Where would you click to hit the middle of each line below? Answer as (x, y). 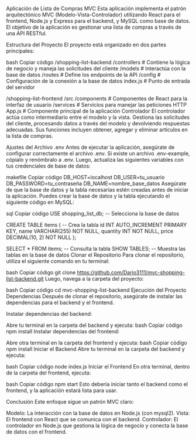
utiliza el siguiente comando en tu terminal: (58, 261)
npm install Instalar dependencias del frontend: (63, 331)
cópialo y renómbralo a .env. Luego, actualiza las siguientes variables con (95, 160)
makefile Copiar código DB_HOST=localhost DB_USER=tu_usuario (85, 177)
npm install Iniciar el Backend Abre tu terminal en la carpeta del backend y (96, 349)
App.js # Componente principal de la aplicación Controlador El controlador (96, 111)
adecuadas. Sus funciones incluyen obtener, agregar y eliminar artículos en (97, 129)
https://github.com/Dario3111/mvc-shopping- (131, 272)
